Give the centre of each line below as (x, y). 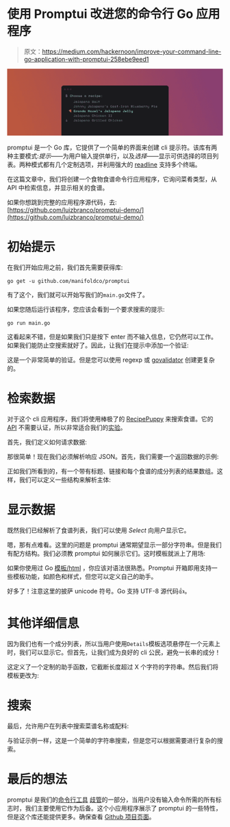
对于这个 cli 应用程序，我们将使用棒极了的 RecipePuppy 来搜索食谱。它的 (110, 419)
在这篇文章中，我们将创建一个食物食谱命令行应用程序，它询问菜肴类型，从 (112, 179)
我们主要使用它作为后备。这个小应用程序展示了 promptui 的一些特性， (123, 808)
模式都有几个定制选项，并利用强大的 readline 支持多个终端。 (116, 164)
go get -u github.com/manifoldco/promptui (68, 281)
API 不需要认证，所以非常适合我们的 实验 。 (67, 427)
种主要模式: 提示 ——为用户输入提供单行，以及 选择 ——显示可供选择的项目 (110, 156)
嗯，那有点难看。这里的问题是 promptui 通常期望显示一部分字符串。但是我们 (114, 545)
